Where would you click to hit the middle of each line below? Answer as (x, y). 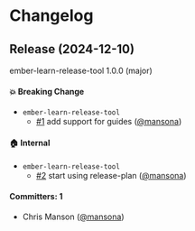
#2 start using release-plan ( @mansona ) (111, 176)
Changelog (51, 16)
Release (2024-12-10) (72, 49)
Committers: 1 (36, 196)
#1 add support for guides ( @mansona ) (109, 122)
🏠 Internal (30, 143)
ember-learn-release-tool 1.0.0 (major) (81, 70)
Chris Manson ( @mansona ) (73, 217)
